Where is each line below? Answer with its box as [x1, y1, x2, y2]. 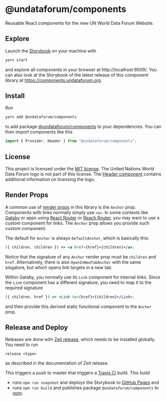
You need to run [5, 341, 38, 348]
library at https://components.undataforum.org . [5, 77, 102, 83]
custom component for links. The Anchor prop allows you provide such [5, 220, 150, 226]
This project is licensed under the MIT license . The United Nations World [5, 166, 155, 171]
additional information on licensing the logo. [5, 176, 96, 182]
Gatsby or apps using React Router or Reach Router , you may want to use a [5, 214, 160, 220]
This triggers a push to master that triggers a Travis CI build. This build [5, 370, 151, 376]
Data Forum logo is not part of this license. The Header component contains [5, 171, 162, 177]
